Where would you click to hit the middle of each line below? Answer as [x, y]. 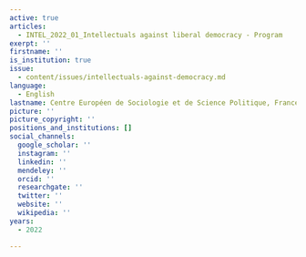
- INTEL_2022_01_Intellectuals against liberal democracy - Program [150, 35]
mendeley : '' [42, 170]
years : [22, 221]
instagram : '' [44, 153]
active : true [34, 18]
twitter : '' [41, 196]
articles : [28, 26]
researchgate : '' [51, 188]
